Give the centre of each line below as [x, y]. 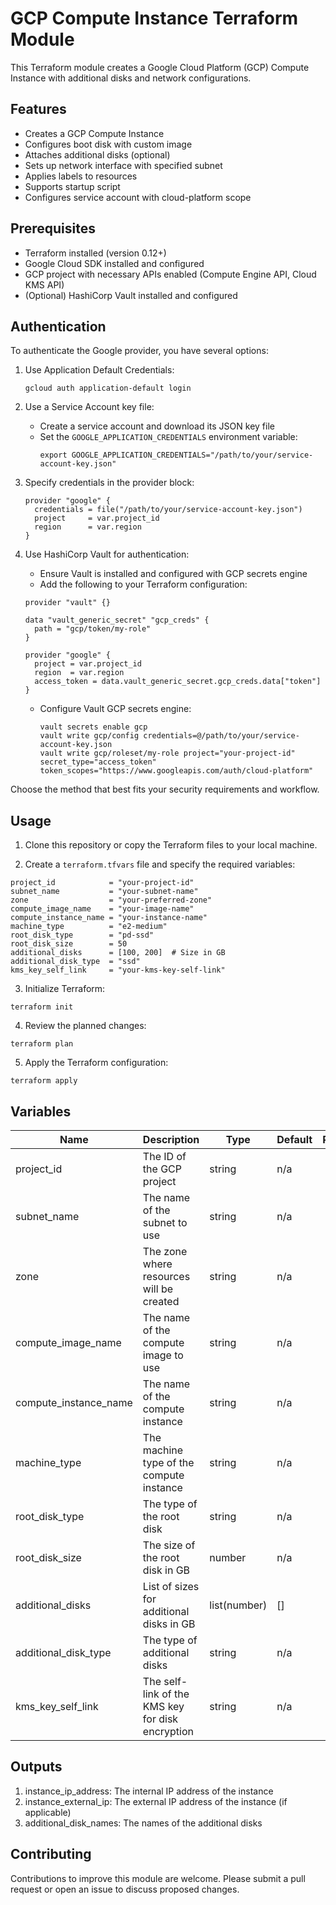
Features [38, 109]
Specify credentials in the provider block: [109, 483]
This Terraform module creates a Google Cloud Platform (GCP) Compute [160, 67]
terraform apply [44, 1081]
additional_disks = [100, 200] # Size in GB [118, 953]
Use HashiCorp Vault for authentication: [107, 554]
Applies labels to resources [81, 176]
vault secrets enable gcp [93, 727]
